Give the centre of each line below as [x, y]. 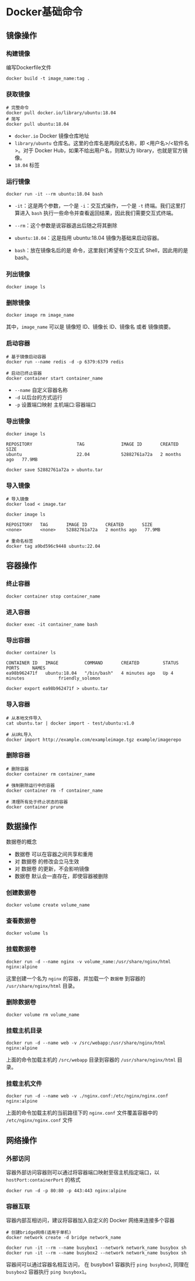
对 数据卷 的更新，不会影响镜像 [52, 868]
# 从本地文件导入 [24, 718]
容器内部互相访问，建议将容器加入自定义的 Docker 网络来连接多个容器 [90, 1220]
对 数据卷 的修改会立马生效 [47, 861]
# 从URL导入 [19, 734]
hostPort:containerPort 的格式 [43, 1180]
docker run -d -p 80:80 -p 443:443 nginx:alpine [66, 1191]
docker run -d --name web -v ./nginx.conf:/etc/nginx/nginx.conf [87, 1096]
